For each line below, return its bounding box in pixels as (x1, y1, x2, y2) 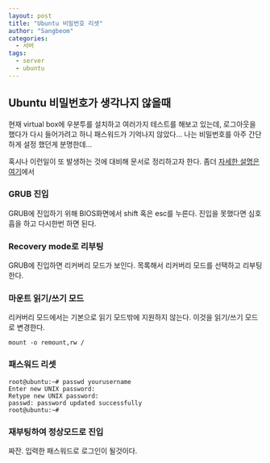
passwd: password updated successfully (8, 398, 143, 407)
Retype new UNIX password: (8, 392, 99, 400)
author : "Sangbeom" (8, 27, 74, 35)
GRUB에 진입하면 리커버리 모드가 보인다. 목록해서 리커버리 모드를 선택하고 (8, 261, 241, 270)
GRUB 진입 (8, 189, 49, 200)
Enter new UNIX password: (8, 385, 95, 393)
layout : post (8, 11, 52, 20)
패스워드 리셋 (8, 359, 56, 370)
